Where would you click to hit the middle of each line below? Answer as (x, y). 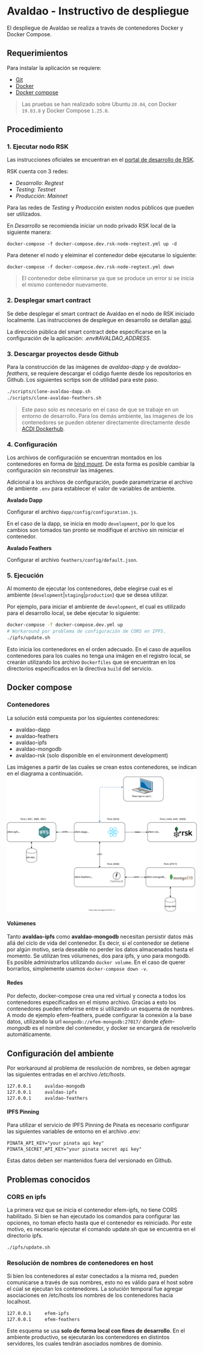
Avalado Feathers (29, 548)
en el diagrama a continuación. (45, 773)
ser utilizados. (24, 214)
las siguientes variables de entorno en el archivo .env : (74, 1131)
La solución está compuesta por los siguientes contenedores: (83, 718)
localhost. (19, 1302)
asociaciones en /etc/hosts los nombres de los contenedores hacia (90, 1295)
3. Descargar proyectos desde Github (63, 353)
